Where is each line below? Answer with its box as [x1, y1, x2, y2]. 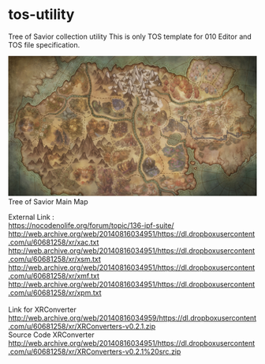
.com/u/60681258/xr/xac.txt [8, 237, 99, 247]
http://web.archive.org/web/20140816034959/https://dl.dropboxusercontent [8, 313, 257, 323]
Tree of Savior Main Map [8, 197, 88, 207]
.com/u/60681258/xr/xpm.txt [8, 288, 102, 298]
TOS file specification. [8, 40, 80, 49]
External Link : [8, 212, 55, 222]
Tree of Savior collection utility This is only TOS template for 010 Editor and [8, 32, 252, 41]
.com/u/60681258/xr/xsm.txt [8, 255, 101, 264]
